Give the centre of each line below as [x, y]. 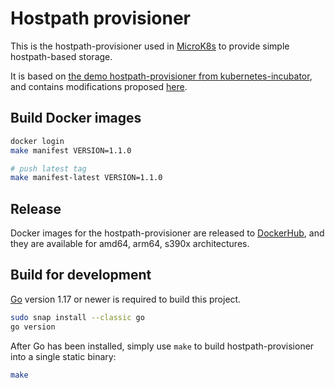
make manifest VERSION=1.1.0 [71, 150]
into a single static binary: [63, 356]
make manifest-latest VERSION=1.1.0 [86, 178]
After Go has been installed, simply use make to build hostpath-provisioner [162, 346]
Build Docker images [76, 118]
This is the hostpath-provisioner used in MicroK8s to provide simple [150, 46]
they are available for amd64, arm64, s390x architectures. [130, 244]
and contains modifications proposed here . [99, 86]
